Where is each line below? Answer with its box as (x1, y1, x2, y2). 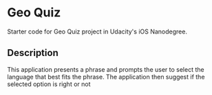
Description (7, 47, 59, 59)
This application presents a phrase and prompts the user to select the (7, 65, 204, 73)
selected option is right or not (7, 80, 91, 88)
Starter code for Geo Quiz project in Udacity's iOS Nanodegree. (7, 27, 188, 36)
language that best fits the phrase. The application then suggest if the (7, 72, 205, 81)
